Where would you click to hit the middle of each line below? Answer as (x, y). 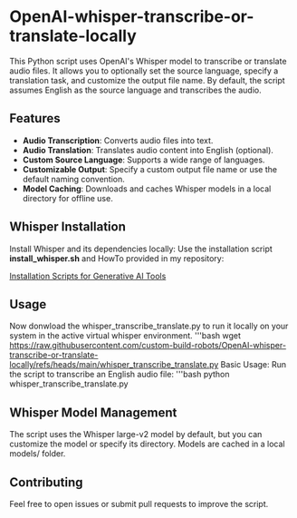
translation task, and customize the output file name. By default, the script (147, 80)
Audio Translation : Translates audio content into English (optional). (148, 150)
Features (35, 118)
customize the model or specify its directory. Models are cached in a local (147, 444)
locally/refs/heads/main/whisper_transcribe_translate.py (114, 365)
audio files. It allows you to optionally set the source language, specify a (144, 71)
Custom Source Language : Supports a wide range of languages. (144, 160)
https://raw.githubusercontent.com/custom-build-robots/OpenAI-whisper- (148, 346)
